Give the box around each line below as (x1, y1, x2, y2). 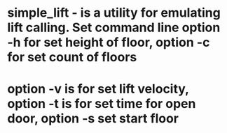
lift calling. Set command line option (7, 19, 221, 36)
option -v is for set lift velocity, (7, 81, 189, 97)
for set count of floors (7, 49, 137, 65)
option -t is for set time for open (7, 96, 196, 112)
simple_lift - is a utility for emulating (7, 5, 221, 21)
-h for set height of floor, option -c (7, 35, 210, 50)
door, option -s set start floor (7, 111, 179, 127)
